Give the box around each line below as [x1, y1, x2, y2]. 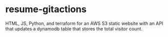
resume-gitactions [5, 4, 87, 15]
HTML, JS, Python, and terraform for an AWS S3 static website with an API [5, 20, 163, 26]
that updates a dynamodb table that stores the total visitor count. [5, 25, 143, 31]
